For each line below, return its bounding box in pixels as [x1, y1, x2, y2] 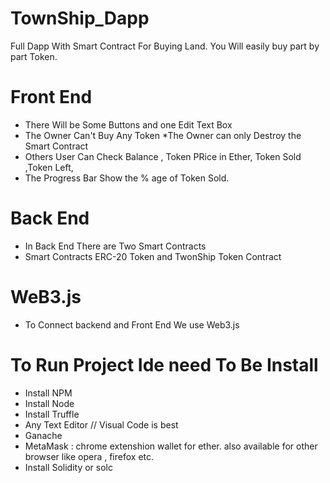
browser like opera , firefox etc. [24, 450, 155, 462]
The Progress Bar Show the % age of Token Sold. [24, 172, 230, 184]
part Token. [10, 50, 58, 62]
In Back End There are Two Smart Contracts [24, 240, 207, 252]
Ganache [24, 429, 63, 441]
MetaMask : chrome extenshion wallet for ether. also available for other [24, 440, 318, 452]
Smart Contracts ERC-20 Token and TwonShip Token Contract [24, 250, 282, 262]
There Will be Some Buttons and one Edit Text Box [24, 118, 233, 131]
